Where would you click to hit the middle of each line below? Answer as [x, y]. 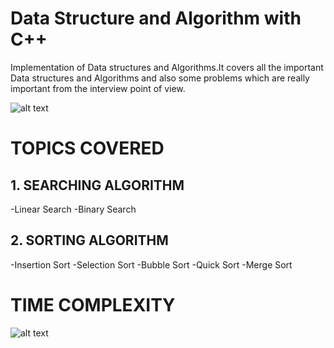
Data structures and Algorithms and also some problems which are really [160, 78]
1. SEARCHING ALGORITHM [97, 185]
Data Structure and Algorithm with [156, 18]
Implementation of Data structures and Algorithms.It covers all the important [167, 67]
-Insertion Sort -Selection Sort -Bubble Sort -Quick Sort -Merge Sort [151, 264]
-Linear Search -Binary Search [73, 209]
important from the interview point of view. [98, 88]
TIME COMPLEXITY [93, 304]
